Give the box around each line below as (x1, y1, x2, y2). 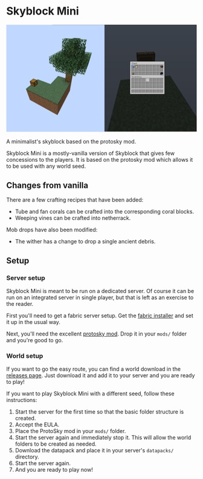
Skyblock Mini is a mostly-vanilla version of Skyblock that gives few (6, 150, 175, 157)
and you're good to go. (6, 336, 63, 343)
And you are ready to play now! (14, 466, 94, 474)
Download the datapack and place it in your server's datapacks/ (14, 447, 174, 454)
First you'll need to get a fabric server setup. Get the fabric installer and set (6, 312, 193, 319)
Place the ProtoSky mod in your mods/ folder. (14, 428, 126, 435)
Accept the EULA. (14, 421, 60, 428)
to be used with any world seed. (6, 162, 86, 170)
